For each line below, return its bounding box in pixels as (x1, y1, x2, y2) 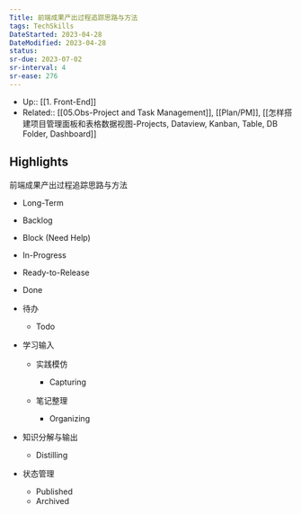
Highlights (9, 155, 69, 170)
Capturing (49, 377, 87, 387)
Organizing (49, 412, 91, 423)
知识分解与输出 (22, 431, 78, 442)
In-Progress (22, 249, 67, 261)
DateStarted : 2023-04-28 (9, 30, 102, 39)
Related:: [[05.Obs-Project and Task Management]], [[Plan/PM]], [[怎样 (22, 107, 285, 118)
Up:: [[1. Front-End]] (22, 96, 97, 107)
